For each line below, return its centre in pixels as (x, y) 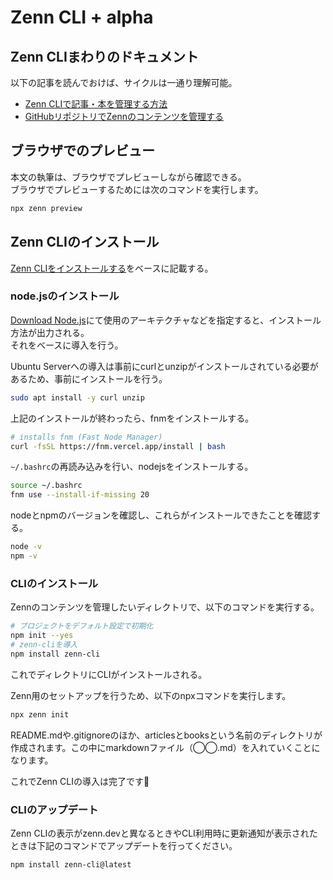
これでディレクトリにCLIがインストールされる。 (109, 674)
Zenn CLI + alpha (82, 17)
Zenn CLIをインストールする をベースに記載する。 (112, 268)
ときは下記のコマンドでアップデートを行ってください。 (124, 845)
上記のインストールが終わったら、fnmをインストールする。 (132, 418)
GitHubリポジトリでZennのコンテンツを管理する (124, 116)
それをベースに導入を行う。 (67, 345)
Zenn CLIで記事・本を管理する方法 (96, 104)
